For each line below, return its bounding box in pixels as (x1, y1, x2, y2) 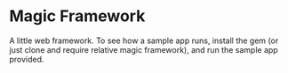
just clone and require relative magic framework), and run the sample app (9, 44, 278, 55)
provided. (9, 54, 44, 64)
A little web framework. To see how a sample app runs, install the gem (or (9, 35, 279, 46)
